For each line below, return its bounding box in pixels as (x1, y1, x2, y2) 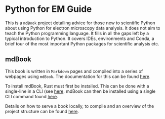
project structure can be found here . (5, 108, 79, 114)
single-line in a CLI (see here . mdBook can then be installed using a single (5, 88, 156, 94)
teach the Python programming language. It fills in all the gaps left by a (5, 30, 149, 36)
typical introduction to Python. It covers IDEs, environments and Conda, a (5, 36, 155, 41)
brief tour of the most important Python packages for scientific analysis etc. (5, 40, 160, 46)
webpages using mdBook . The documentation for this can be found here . (5, 73, 151, 79)
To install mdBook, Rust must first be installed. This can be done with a (5, 83, 149, 89)
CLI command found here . (5, 93, 58, 99)
